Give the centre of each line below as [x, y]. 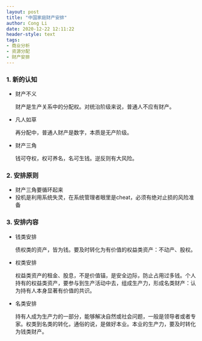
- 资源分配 [18, 52]
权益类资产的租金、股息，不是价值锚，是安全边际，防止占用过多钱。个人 [105, 275]
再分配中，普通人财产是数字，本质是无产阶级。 [73, 132]
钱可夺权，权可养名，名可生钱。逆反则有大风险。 [76, 158]
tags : [13, 40]
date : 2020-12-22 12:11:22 [40, 29]
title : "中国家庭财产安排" [37, 18]
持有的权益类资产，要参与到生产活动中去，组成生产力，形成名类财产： [103, 283]
